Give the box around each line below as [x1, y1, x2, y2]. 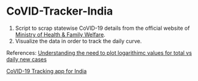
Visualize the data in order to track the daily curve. [15, 37, 142, 44]
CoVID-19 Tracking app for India [6, 67, 87, 74]
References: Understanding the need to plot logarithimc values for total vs [6, 49, 192, 56]
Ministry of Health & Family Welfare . [15, 30, 105, 38]
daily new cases [6, 55, 47, 63]
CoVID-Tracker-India [6, 4, 113, 18]
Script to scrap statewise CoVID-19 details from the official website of [15, 24, 190, 32]
